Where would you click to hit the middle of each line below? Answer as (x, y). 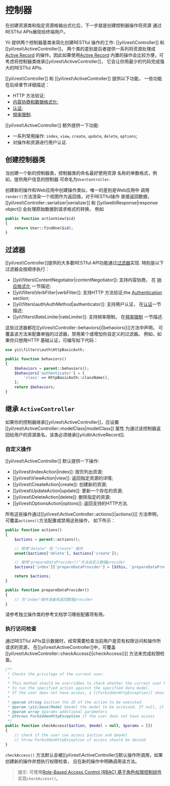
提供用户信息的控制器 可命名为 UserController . (62, 179)
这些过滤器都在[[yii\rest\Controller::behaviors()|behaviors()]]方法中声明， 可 (84, 328)
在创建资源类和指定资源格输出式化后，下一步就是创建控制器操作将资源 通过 (83, 25)
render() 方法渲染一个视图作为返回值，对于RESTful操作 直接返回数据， (79, 196)
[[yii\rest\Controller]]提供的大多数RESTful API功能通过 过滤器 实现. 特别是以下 (85, 263)
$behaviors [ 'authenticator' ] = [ (50, 373)
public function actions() (34, 530)
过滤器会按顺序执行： (27, 269)
